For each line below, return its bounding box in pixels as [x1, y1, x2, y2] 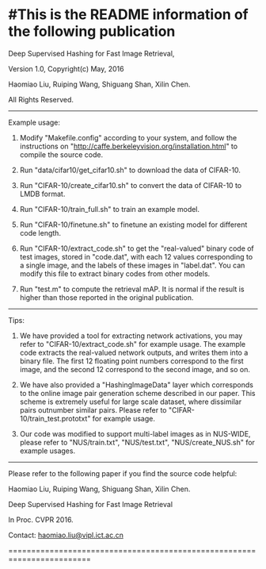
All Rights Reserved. [8, 94, 74, 104]
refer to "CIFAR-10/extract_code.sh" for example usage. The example [19, 339, 246, 348]
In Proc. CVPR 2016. [8, 514, 74, 525]
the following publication [8, 22, 176, 40]
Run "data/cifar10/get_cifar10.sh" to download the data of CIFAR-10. [19, 165, 241, 175]
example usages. [19, 446, 76, 456]
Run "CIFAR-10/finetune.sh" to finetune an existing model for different [19, 220, 248, 229]
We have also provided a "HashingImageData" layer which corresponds [19, 379, 253, 390]
